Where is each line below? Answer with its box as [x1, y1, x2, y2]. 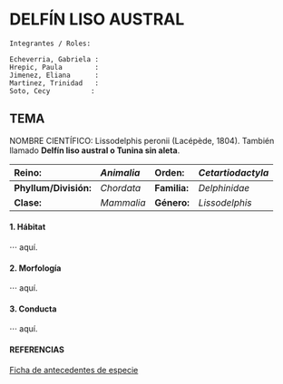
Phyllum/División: [14, 181, 93, 194]
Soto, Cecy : [9, 86, 95, 95]
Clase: [14, 196, 43, 208]
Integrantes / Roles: [9, 39, 92, 48]
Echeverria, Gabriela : [9, 54, 100, 63]
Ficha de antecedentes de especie [9, 364, 139, 375]
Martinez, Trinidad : [9, 78, 100, 88]
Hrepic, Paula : [9, 62, 100, 72]
